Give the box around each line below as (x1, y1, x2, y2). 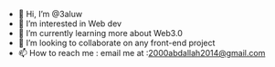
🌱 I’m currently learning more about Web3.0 (17, 28, 183, 38)
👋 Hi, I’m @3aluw (17, 9, 83, 19)
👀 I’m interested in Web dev (17, 18, 122, 29)
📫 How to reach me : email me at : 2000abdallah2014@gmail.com (17, 48, 266, 58)
